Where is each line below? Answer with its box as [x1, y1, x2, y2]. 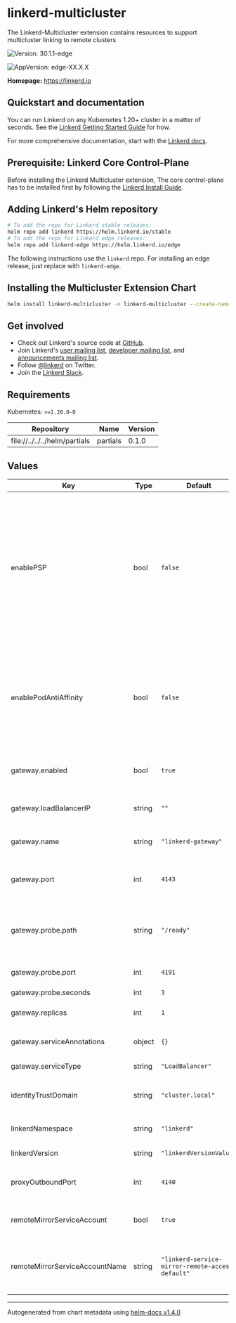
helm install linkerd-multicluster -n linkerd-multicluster [7, 301, 188, 308]
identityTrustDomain [11, 1091, 78, 1100]
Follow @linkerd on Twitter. [17, 361, 96, 369]
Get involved [7, 320, 65, 331]
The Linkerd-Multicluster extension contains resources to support [7, 28, 197, 37]
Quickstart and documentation [7, 97, 145, 109]
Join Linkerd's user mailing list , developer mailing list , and [17, 346, 185, 355]
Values [7, 460, 39, 472]
